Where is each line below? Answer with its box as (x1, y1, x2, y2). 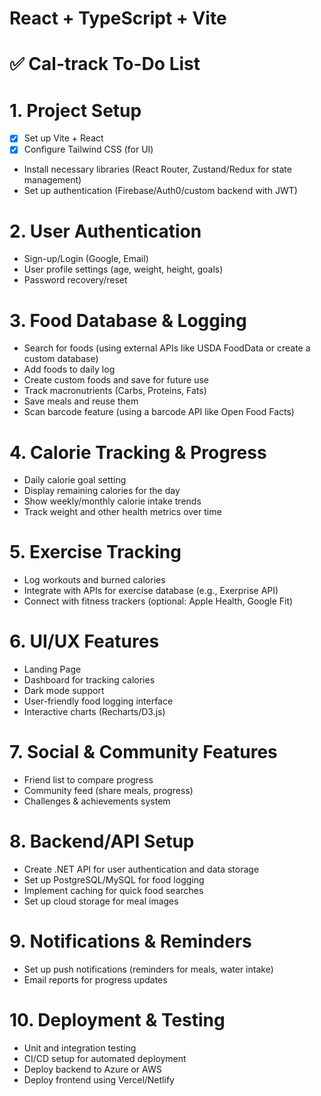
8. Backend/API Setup (9, 830, 195, 853)
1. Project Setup (9, 99, 142, 122)
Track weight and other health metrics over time (23, 506, 222, 518)
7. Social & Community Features (9, 741, 278, 764)
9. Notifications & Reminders (9, 930, 252, 953)
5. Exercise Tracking (9, 541, 182, 564)
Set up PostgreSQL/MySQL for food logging (23, 874, 205, 886)
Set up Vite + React (23, 132, 104, 144)
